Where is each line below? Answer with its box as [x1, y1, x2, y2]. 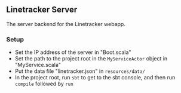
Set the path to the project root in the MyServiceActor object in [14, 55, 168, 62]
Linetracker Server [6, 5, 78, 15]
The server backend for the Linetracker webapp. [6, 20, 125, 27]
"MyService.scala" [14, 62, 62, 69]
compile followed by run [14, 80, 73, 88]
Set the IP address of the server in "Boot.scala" [14, 49, 131, 56]
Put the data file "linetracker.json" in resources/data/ [14, 68, 145, 75]
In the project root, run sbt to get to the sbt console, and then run [14, 74, 176, 81]
